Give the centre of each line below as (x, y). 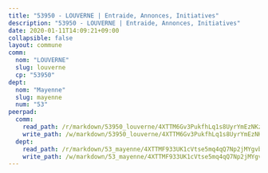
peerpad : (23, 112)
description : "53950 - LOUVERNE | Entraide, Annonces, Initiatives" (124, 23)
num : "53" (32, 104)
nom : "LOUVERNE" (42, 61)
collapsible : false (41, 38)
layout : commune (35, 45)
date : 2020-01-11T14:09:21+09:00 (64, 30)
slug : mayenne (39, 97)
